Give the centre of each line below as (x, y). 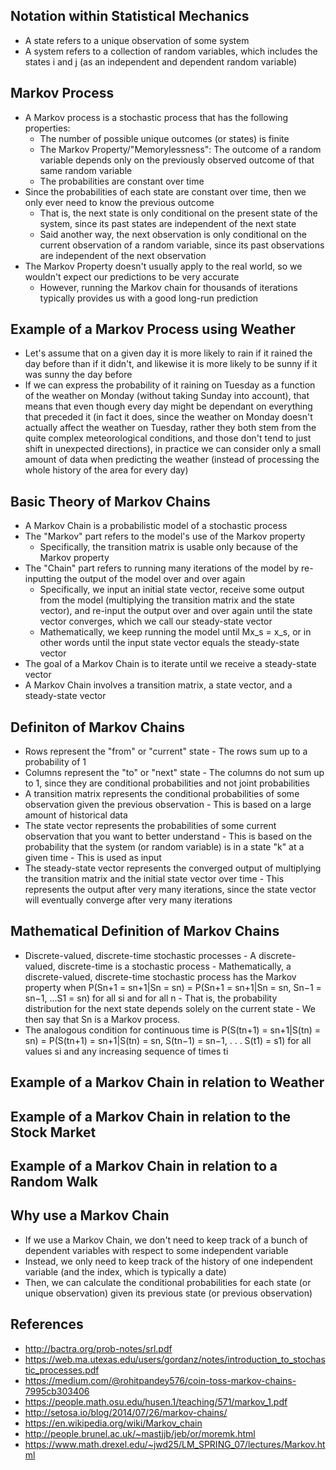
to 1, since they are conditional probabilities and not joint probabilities (167, 783)
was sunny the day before (78, 375)
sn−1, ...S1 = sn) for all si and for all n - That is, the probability (151, 998)
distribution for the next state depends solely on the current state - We (170, 1008)
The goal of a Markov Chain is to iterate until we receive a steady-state (170, 664)
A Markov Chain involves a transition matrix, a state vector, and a (158, 685)
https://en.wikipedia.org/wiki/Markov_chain (113, 1423)
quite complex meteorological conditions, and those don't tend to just (168, 438)
